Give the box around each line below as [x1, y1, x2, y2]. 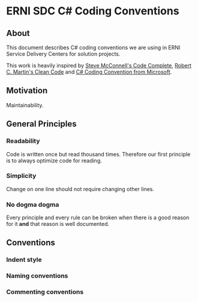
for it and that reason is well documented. [6, 221, 110, 228]
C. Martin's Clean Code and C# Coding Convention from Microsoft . [6, 68, 172, 75]
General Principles [6, 119, 77, 129]
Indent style [6, 256, 42, 264]
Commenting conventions [6, 288, 84, 296]
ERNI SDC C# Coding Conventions [6, 4, 179, 18]
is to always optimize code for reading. [6, 157, 102, 164]
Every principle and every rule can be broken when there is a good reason [6, 214, 190, 221]
